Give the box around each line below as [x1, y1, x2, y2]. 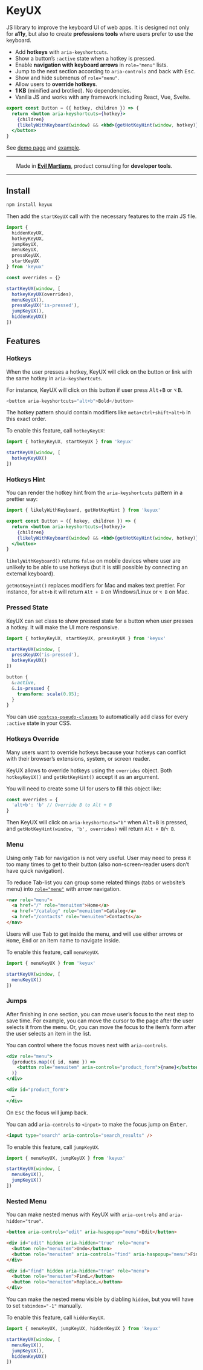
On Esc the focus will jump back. [6, 1109, 89, 1116]
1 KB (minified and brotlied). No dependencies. [14, 87, 132, 94]
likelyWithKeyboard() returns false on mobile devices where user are [6, 557, 181, 564]
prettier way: [6, 495, 38, 503]
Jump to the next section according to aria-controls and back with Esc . [14, 67, 196, 74]
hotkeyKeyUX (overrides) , [11, 291, 74, 297]
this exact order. [6, 415, 47, 423]
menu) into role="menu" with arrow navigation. [6, 885, 121, 892]
